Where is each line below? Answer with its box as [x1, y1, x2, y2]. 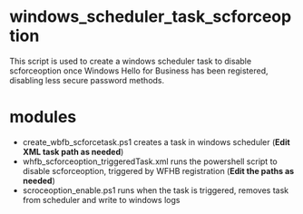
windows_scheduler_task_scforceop [9, 6, 292, 27]
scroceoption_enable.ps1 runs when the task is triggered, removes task [22, 184, 288, 196]
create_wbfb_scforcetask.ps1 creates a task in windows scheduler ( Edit [22, 136, 290, 147]
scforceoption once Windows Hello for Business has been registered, [9, 65, 269, 76]
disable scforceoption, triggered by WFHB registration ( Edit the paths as [22, 165, 295, 176]
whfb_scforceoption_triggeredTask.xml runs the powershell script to [22, 156, 279, 167]
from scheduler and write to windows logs [22, 194, 181, 205]
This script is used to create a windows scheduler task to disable [9, 55, 252, 66]
